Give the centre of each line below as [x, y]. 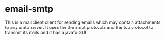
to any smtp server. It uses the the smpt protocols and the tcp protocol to [79, 27]
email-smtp [29, 9]
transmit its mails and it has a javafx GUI [46, 32]
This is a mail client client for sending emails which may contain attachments [83, 22]
